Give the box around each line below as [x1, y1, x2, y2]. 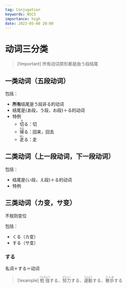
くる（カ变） [12, 233, 38, 239]
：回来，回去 [28, 129, 54, 134]
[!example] [17, 277, 39, 283]
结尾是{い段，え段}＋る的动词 [12, 177, 72, 183]
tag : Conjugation [5, 7, 41, 12]
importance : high [5, 16, 41, 21]
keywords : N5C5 [5, 12, 36, 17]
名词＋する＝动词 [5, 265, 40, 271]
